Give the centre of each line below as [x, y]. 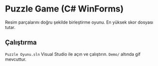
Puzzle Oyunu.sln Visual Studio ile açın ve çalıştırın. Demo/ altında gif [73, 54]
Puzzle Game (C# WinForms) [64, 9]
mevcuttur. [16, 59]
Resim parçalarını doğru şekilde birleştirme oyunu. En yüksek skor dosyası [79, 22]
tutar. [10, 27]
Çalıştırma [21, 43]
